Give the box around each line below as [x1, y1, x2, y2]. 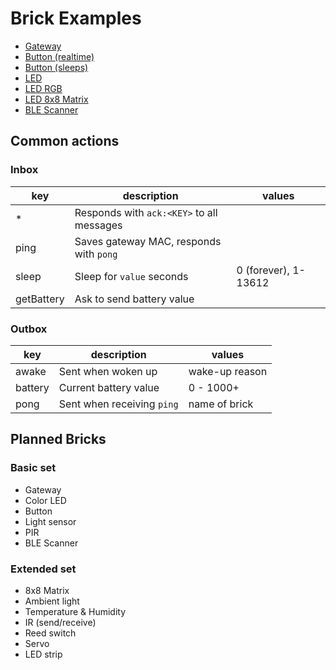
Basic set [10, 461, 57, 475]
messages [74, 218, 123, 232]
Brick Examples [10, 7, 142, 30]
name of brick [188, 397, 254, 411]
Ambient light [24, 595, 80, 607]
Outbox [10, 322, 48, 336]
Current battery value [58, 380, 160, 394]
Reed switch [24, 627, 77, 639]
